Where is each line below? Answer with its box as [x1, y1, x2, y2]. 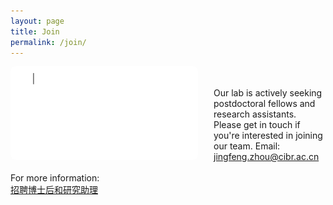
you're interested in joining [213, 130, 323, 142]
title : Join [10, 26, 60, 37]
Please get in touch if [213, 119, 301, 131]
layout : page [10, 16, 65, 26]
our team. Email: [213, 140, 281, 152]
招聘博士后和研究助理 [10, 184, 98, 196]
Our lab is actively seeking [213, 87, 323, 99]
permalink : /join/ [10, 37, 87, 47]
